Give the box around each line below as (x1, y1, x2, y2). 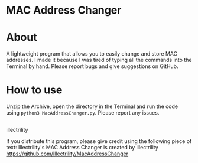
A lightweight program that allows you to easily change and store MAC (6, 50, 178, 57)
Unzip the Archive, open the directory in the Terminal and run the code (6, 103, 178, 110)
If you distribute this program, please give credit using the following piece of (6, 138, 192, 145)
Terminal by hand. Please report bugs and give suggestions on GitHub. (6, 63, 178, 70)
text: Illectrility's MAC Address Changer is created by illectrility (6, 144, 158, 151)
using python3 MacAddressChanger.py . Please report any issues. (6, 109, 160, 116)
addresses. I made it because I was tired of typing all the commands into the (6, 57, 192, 64)
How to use (6, 83, 63, 97)
